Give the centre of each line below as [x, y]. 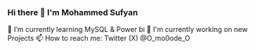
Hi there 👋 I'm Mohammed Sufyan [73, 12]
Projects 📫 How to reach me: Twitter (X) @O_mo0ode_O [99, 38]
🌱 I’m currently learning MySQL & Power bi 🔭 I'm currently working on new [128, 30]
